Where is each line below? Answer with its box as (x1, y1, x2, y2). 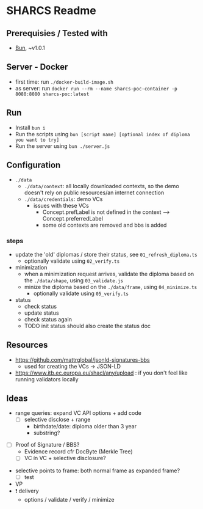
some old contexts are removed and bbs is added (42, 221, 167, 229)
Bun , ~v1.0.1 (15, 44, 45, 51)
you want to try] (15, 137, 60, 143)
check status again (24, 315, 72, 323)
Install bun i (15, 123, 46, 131)
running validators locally (15, 375, 79, 383)
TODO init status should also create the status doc (24, 322, 151, 329)
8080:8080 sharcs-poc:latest (15, 91, 90, 97)
